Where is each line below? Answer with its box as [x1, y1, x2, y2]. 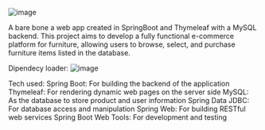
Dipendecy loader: [8, 63, 69, 73]
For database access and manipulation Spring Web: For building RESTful [8, 104, 247, 113]
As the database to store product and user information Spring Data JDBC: [8, 96, 250, 105]
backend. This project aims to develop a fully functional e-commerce [8, 32, 235, 40]
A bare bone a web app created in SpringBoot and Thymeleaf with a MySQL [8, 23, 257, 32]
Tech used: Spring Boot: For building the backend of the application [8, 79, 230, 88]
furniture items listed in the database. [8, 48, 131, 57]
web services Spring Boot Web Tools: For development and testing [8, 113, 228, 122]
